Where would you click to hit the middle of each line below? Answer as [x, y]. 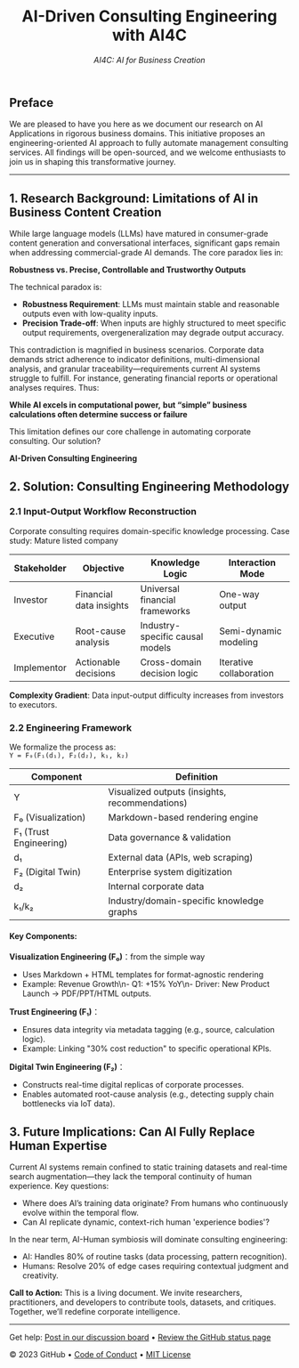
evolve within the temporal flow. [81, 1213]
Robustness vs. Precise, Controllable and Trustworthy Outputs [128, 270]
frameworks [166, 611]
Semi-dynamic [251, 631]
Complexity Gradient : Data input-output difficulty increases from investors [147, 695]
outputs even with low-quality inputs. [90, 314]
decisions [95, 673]
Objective [103, 568]
